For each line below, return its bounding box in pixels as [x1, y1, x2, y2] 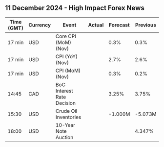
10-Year [55, 122, 76, 128]
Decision [55, 99, 76, 106]
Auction [55, 134, 74, 141]
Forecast [109, 22, 130, 28]
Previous [135, 22, 156, 28]
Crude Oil [55, 107, 78, 114]
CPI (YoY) [55, 53, 78, 60]
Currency [28, 22, 51, 28]
